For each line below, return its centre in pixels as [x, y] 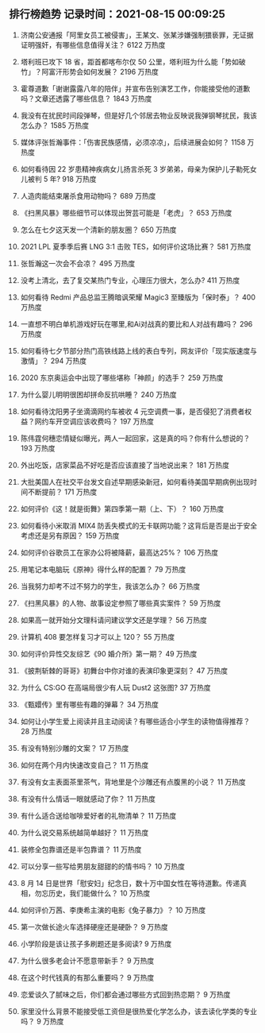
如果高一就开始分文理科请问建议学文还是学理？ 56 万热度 [113, 620]
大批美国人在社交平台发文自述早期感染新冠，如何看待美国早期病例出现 [135, 482]
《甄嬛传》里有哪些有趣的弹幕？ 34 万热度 [90, 704]
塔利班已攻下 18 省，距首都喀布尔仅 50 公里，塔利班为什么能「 [123, 61]
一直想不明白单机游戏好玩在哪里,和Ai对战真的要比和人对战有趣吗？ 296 [136, 323]
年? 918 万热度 [73, 179]
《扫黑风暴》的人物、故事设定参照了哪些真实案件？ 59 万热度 [121, 603]
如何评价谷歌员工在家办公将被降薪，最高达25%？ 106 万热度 [119, 552]
